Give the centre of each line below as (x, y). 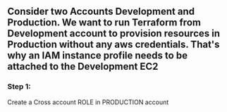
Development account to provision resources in (114, 33)
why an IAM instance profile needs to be (98, 56)
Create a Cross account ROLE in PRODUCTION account (88, 102)
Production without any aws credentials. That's (114, 45)
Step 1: (19, 87)
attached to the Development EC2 (83, 67)
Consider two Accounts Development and (101, 12)
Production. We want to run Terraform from (104, 23)
